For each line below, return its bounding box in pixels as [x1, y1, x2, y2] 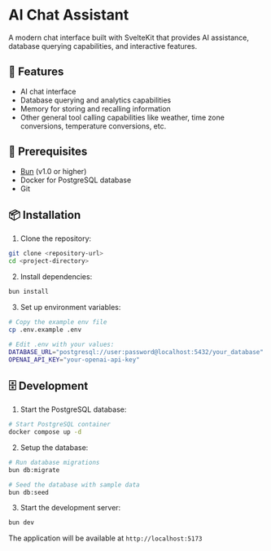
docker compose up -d [8, 428, 82, 436]
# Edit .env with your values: [8, 340, 115, 348]
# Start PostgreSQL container [8, 421, 111, 429]
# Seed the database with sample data [8, 480, 140, 489]
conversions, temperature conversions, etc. [20, 120, 167, 131]
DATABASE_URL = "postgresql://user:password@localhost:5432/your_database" [8, 348, 264, 356]
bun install [8, 287, 49, 296]
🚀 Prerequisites [8, 145, 88, 159]
